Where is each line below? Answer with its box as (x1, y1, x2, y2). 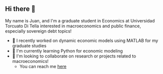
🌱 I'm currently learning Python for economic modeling (12, 48, 123, 54)
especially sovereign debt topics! (5, 28, 72, 34)
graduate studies (12, 42, 47, 49)
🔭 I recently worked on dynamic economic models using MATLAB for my (12, 37, 158, 43)
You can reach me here (19, 63, 67, 69)
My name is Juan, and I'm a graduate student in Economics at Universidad (5, 18, 155, 23)
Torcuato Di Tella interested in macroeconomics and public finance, (5, 23, 141, 29)
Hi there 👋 (5, 5, 36, 13)
